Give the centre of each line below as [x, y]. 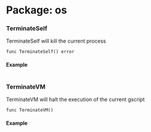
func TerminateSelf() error [40, 52]
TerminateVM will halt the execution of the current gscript [75, 99]
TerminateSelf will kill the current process [56, 41]
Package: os [37, 10]
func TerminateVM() [30, 110]
